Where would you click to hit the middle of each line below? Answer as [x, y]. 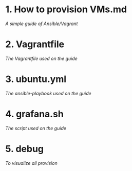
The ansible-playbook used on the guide [48, 93]
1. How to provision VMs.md [66, 9]
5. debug [24, 149]
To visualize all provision [31, 163]
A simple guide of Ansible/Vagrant [42, 24]
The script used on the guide [36, 128]
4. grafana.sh [35, 114]
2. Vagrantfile [35, 44]
